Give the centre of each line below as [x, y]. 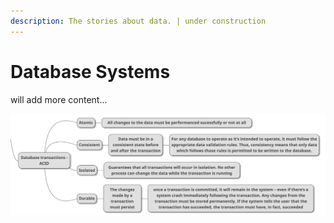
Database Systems [90, 71]
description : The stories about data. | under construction [138, 21]
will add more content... [59, 99]
